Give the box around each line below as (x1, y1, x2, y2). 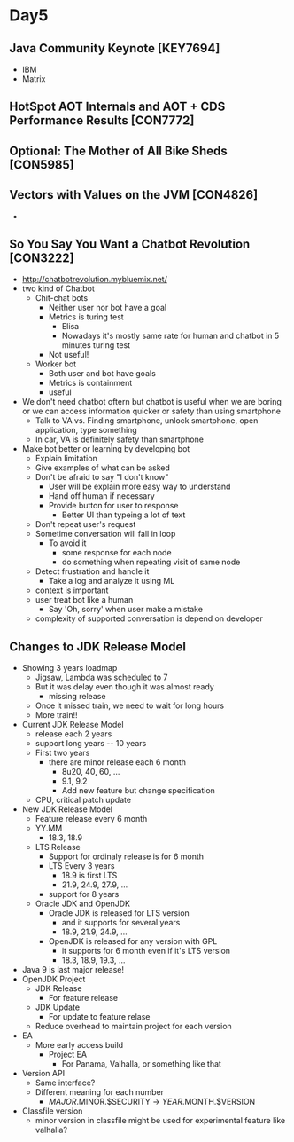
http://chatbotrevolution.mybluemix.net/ (21, 274, 168, 285)
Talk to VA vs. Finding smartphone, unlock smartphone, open (35, 415, 259, 426)
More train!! (35, 710, 78, 721)
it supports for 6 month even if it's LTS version (61, 946, 231, 957)
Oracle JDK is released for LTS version (48, 908, 190, 918)
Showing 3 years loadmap (21, 663, 118, 673)
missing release (48, 691, 106, 702)
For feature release (48, 993, 118, 1004)
